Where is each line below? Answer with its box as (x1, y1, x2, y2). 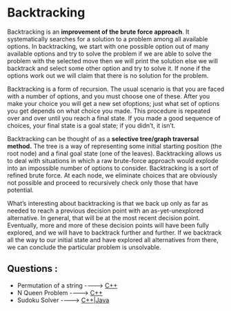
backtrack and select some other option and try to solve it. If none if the (7, 64, 211, 72)
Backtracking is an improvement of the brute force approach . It (7, 28, 190, 36)
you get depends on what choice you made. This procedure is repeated (7, 107, 211, 115)
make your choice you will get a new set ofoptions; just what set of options (7, 99, 220, 107)
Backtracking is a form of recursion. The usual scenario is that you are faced (7, 85, 225, 93)
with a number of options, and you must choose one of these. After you (7, 92, 210, 100)
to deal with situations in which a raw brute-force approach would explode (7, 156, 219, 164)
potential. (7, 186, 34, 194)
